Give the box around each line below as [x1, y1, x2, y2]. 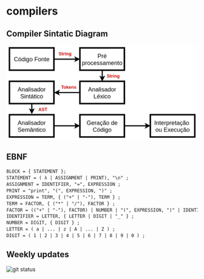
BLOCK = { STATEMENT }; [6, 168, 67, 174]
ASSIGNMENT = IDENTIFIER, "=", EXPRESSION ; [6, 181, 121, 188]
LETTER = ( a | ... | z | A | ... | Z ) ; [6, 226, 115, 232]
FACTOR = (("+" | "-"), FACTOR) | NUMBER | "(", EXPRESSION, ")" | [6, 207, 181, 213]
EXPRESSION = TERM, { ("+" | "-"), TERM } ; [6, 194, 121, 200]
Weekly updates [6, 249, 69, 260]
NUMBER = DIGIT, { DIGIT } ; [6, 220, 80, 226]
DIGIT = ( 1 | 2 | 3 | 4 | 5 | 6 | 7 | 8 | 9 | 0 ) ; [6, 233, 146, 239]
